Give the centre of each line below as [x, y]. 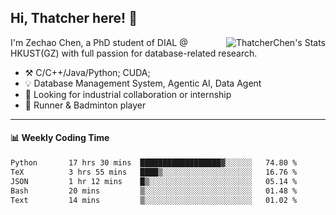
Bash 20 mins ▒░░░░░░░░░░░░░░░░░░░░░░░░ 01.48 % [154, 191]
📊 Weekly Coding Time [60, 138]
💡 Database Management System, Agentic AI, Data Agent [143, 83]
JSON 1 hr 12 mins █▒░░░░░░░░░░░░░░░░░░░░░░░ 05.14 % [154, 181]
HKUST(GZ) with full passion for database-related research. [134, 53]
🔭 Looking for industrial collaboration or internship [128, 94]
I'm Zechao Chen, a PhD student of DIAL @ [99, 42]
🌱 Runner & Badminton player [85, 105]
